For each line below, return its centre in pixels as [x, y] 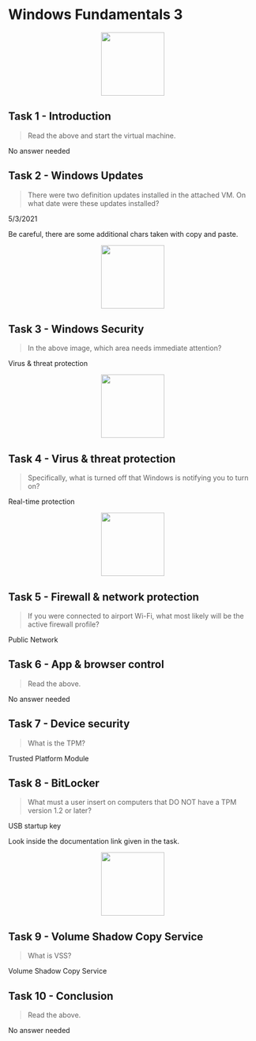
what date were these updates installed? [93, 203]
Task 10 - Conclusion [61, 996]
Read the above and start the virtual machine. [102, 135]
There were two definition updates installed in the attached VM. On [137, 195]
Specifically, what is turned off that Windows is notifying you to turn [138, 478]
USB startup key [35, 826]
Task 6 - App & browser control [86, 664]
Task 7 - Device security [69, 724]
